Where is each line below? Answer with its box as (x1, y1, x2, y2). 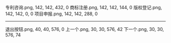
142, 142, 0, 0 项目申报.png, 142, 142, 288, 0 (5, 11, 98, 17)
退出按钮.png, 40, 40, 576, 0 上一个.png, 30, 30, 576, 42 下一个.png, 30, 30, (5, 26, 164, 32)
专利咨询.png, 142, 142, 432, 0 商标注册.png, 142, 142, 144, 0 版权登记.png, (5, 5, 162, 10)
